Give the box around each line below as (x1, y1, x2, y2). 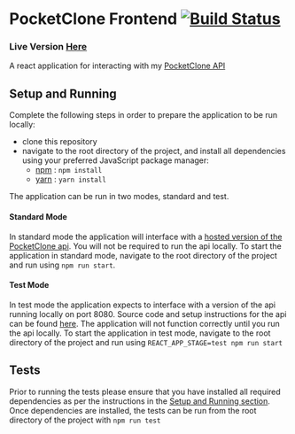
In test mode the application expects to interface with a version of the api (9, 299, 276, 310)
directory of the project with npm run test (9, 415, 161, 425)
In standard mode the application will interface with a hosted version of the (9, 231, 283, 242)
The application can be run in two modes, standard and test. (9, 191, 229, 202)
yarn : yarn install (35, 174, 106, 185)
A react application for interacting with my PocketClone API (9, 60, 226, 71)
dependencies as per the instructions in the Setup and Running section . (9, 395, 270, 407)
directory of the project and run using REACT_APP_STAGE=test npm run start (9, 337, 283, 347)
